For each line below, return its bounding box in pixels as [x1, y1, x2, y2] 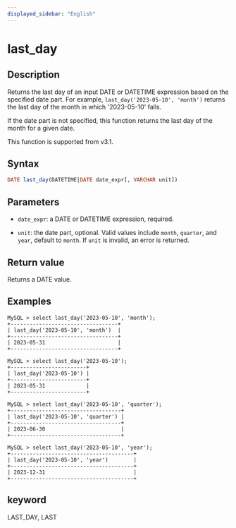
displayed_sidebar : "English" [7, 10, 97, 18]
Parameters [7, 196, 60, 208]
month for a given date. [7, 124, 75, 132]
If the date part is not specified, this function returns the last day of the [7, 116, 213, 124]
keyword [7, 494, 47, 506]
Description [7, 68, 60, 81]
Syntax [7, 158, 39, 170]
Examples [7, 296, 51, 308]
